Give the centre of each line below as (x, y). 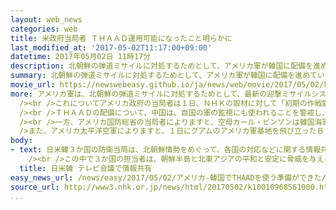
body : (21, 141)
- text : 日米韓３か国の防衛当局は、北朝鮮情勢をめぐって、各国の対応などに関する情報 (166, 150)
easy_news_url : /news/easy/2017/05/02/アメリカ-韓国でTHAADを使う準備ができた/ (168, 177)
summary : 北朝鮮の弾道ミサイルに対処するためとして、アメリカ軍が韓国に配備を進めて (164, 76)
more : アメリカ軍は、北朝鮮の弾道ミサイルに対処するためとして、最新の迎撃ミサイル (161, 94)
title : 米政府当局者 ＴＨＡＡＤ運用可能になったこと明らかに (121, 38)
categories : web (44, 29)
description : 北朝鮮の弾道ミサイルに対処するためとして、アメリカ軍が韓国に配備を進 (165, 66)
